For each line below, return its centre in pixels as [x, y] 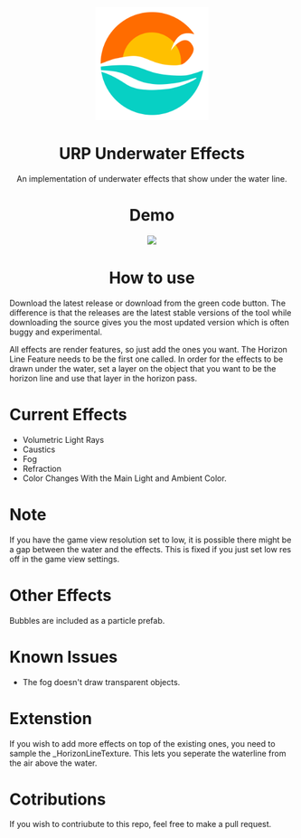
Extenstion [51, 718]
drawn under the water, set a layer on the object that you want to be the [143, 368]
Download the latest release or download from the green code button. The [148, 303]
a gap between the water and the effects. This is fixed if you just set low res [150, 549]
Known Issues [64, 657]
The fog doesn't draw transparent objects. [101, 682]
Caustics [39, 449]
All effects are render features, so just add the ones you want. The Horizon [148, 349]
